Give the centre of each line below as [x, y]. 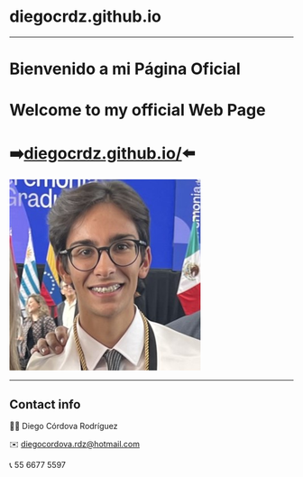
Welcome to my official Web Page [138, 110]
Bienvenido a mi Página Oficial [125, 69]
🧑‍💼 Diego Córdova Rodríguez [64, 427]
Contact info [45, 404]
